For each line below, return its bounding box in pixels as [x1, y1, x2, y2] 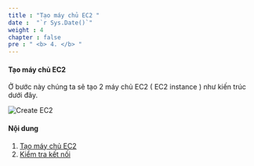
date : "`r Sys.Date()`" [8, 19, 93, 27]
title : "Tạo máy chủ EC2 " [8, 11, 100, 20]
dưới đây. [8, 91, 38, 100]
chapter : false [8, 33, 61, 41]
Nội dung [8, 123, 39, 133]
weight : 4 [8, 26, 44, 34]
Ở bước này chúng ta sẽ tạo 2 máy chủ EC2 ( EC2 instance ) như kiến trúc [8, 82, 247, 92]
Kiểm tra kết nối [19, 150, 71, 159]
